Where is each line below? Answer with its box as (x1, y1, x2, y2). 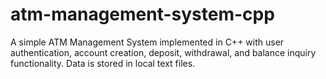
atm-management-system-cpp (10, 3, 275, 26)
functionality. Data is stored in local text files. (10, 57, 196, 69)
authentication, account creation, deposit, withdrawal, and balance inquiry (10, 46, 317, 58)
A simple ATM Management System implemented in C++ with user (10, 36, 285, 48)
